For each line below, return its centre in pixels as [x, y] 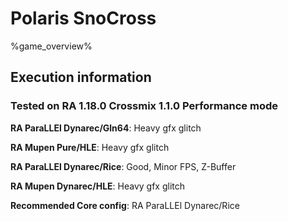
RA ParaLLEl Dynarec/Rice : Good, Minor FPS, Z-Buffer [123, 166]
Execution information [81, 77]
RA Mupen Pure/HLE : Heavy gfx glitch [90, 147]
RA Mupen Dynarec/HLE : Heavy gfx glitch [98, 186]
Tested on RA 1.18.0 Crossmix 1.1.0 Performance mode [144, 106]
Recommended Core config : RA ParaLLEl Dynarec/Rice [125, 205]
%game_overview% [51, 46]
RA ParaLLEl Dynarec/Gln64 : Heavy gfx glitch [106, 128]
